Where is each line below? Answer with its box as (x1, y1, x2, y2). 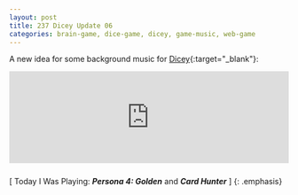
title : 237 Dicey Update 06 (9, 21, 114, 30)
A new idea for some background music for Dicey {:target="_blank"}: (9, 54, 259, 65)
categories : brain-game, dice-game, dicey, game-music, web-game (9, 29, 255, 38)
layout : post (9, 12, 58, 22)
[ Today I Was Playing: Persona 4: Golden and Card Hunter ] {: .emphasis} (9, 176, 283, 187)
